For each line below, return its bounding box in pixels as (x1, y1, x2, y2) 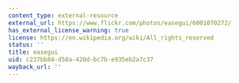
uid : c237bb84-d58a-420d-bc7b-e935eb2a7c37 (8, 56, 154, 64)
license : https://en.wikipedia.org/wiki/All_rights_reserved (8, 33, 214, 42)
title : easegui (8, 48, 59, 56)
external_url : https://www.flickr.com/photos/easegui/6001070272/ (8, 19, 232, 27)
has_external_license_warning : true (8, 26, 129, 34)
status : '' (8, 41, 44, 49)
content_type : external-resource (8, 11, 119, 20)
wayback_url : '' (8, 63, 62, 71)
